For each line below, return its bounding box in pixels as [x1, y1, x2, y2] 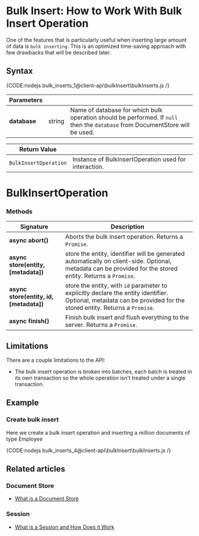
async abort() [9, 236, 49, 245]
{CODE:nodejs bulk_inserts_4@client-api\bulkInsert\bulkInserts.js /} [6, 447, 171, 454]
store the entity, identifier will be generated [65, 250, 185, 258]
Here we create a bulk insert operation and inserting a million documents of [6, 429, 191, 436]
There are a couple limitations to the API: [6, 357, 105, 364]
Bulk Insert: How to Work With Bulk [6, 4, 182, 18]
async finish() [9, 317, 50, 325]
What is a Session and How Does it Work [14, 523, 114, 531]
